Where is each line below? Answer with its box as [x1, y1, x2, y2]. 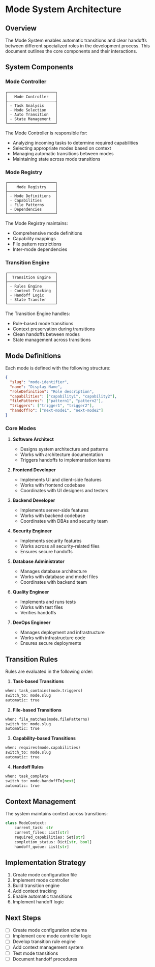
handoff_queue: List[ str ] [14, 844, 70, 849]
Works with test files [20, 604, 64, 610]
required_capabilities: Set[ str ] [14, 835, 85, 840]
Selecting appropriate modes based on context [12, 145, 111, 151]
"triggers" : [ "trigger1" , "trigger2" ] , [10, 403, 95, 408]
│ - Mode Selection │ [5, 107, 58, 112]
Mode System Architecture [5, 4, 122, 15]
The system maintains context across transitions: [5, 811, 108, 817]
